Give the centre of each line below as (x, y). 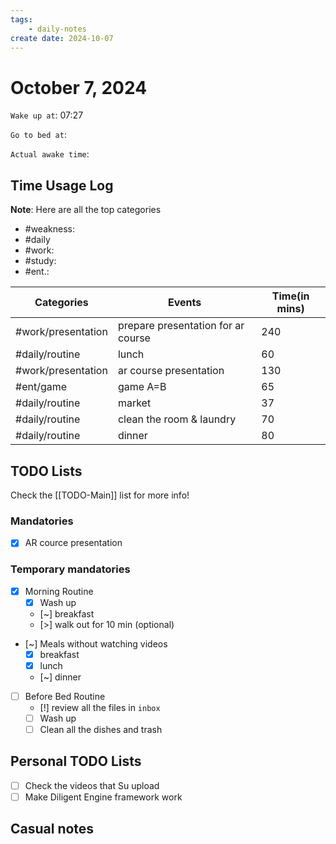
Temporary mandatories (70, 569)
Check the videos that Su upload (92, 785)
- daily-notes (57, 29)
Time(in (290, 296)
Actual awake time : (50, 154)
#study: (40, 261)
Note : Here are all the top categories (86, 210)
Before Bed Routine (65, 696)
